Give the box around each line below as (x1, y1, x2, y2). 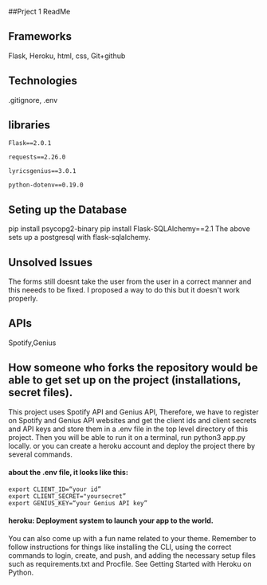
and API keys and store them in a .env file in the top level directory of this (8, 424, 249, 434)
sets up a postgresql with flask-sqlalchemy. (8, 233, 151, 242)
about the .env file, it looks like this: (8, 468, 129, 477)
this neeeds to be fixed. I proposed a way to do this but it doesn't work (8, 285, 241, 295)
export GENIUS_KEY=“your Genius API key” (8, 499, 148, 507)
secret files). (8, 386, 73, 399)
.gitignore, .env (8, 95, 58, 104)
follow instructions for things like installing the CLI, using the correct (8, 542, 232, 552)
